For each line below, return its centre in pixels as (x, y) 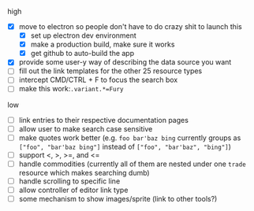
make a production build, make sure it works (103, 44)
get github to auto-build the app (82, 54)
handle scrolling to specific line (69, 181)
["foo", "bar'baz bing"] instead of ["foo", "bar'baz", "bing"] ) (125, 146)
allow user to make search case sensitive (86, 128)
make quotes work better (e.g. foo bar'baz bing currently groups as (130, 138)
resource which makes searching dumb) (84, 172)
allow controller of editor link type (73, 190)
